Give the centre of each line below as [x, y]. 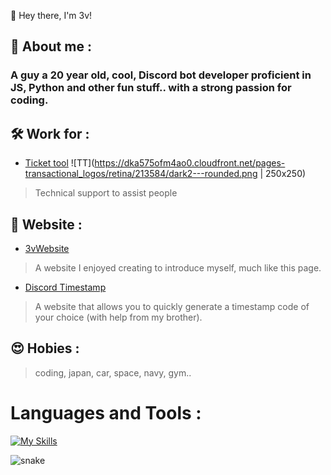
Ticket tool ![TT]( [59, 163]
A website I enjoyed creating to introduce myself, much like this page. [178, 267]
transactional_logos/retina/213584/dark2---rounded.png [141, 174]
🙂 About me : [51, 46]
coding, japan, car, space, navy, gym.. [113, 372]
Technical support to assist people [106, 193]
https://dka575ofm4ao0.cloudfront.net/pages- [190, 163]
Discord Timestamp [65, 287]
